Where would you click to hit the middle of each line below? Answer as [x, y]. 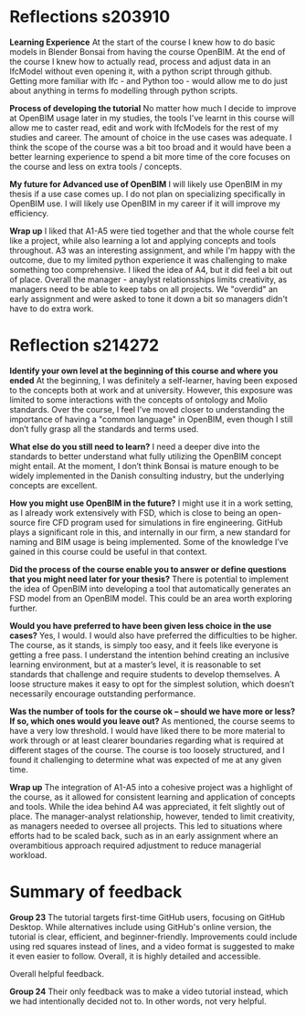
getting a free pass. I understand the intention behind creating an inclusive [149, 655]
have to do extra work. [52, 309]
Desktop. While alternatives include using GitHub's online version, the [141, 927]
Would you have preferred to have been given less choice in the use [141, 625]
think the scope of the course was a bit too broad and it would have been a [150, 147]
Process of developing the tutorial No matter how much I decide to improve [153, 108]
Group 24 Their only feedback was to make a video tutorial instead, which [149, 991]
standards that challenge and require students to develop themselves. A [145, 674]
